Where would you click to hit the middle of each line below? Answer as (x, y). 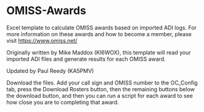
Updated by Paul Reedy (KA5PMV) (50, 70)
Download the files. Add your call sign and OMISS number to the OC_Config (102, 83)
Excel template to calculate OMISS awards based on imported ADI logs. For (101, 28)
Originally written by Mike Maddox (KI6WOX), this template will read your (99, 52)
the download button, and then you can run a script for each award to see (100, 95)
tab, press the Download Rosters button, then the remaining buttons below (101, 89)
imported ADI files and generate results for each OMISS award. (86, 59)
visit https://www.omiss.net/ (42, 40)
